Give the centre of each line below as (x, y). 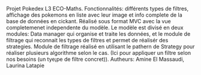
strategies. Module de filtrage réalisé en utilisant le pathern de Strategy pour (100, 46)
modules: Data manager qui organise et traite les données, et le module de (98, 34)
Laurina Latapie (25, 65)
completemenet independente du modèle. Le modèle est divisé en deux (95, 27)
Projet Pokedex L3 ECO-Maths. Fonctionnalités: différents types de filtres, (97, 9)
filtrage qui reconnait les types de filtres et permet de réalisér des (87, 40)
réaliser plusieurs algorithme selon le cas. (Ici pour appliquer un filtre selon (99, 53)
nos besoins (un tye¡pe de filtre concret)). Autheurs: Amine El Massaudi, (95, 59)
